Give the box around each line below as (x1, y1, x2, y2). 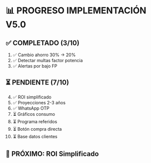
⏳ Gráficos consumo (12, 111, 55, 117)
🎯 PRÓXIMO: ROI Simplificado (5, 150, 99, 158)
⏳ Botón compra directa (12, 126, 62, 132)
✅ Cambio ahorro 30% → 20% (12, 52, 76, 58)
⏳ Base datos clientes (12, 133, 58, 139)
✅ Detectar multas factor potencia (12, 58, 83, 63)
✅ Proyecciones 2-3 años (12, 99, 66, 105)
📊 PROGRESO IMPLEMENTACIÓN (5, 5, 147, 16)
